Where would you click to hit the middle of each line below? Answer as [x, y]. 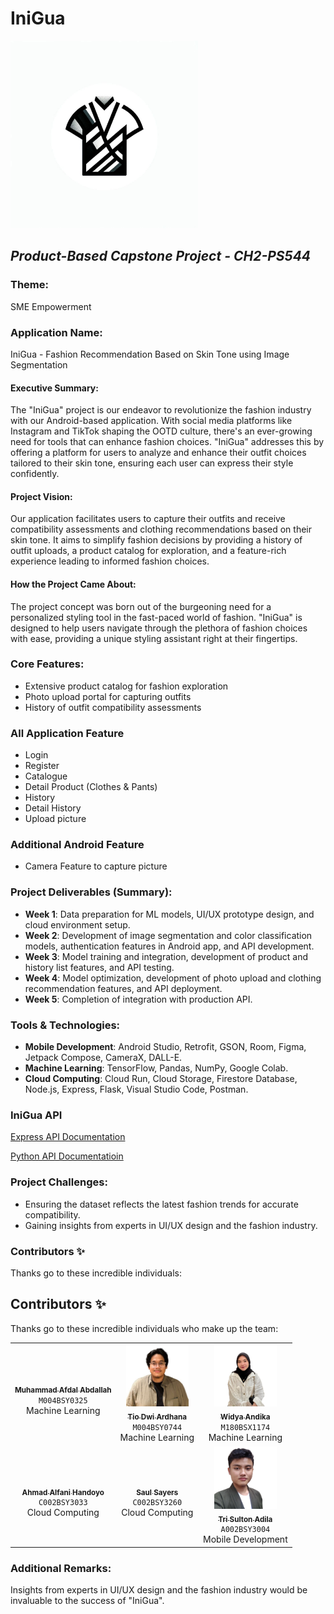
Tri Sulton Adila [245, 1519]
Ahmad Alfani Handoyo [63, 1492]
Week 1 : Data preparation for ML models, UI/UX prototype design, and [169, 914]
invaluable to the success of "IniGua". [87, 1601]
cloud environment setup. [77, 924]
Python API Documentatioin [67, 1156]
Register [42, 766]
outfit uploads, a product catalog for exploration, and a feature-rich [148, 551]
